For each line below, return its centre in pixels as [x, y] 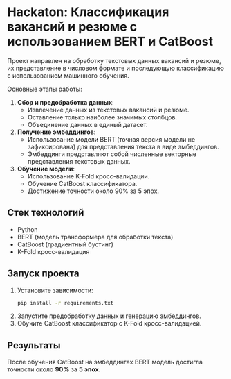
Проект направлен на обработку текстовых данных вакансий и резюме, [114, 60]
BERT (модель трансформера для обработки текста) [95, 237]
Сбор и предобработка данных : [65, 102]
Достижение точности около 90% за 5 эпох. [93, 191]
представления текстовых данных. [79, 161]
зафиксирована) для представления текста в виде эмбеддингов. [123, 146]
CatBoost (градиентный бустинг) [65, 244]
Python [27, 229]
